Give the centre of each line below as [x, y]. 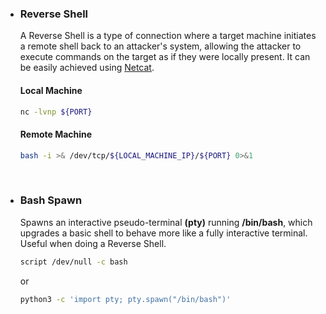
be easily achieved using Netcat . [87, 68]
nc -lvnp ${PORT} [56, 112]
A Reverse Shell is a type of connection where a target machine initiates [168, 36]
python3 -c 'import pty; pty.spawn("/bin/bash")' [125, 299]
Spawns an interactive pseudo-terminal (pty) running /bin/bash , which [166, 222]
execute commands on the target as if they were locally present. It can [165, 57]
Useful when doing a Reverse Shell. [93, 243]
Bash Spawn [51, 200]
